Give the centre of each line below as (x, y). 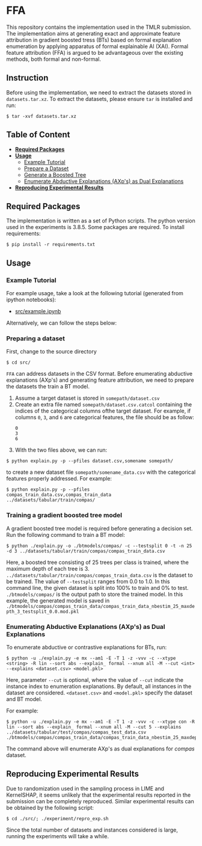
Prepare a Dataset (46, 168)
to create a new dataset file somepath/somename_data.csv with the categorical (101, 472)
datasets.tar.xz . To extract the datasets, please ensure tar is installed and (99, 99)
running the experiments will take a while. (58, 836)
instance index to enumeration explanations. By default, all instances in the (99, 686)
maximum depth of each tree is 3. (48, 568)
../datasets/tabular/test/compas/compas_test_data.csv (76, 732)
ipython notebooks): (31, 300)
